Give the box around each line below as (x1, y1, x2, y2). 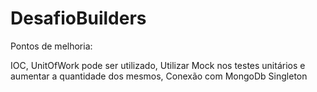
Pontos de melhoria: (10, 40, 93, 52)
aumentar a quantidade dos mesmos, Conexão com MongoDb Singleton (10, 70, 308, 82)
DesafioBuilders (10, 7, 147, 30)
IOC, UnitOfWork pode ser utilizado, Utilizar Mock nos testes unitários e (10, 59, 306, 71)
